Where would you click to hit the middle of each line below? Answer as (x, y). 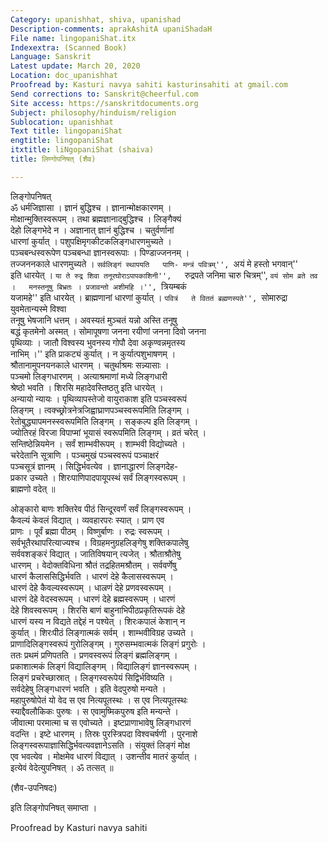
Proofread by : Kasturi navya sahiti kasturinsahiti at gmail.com (149, 85)
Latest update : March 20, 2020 (75, 66)
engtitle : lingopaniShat (62, 141)
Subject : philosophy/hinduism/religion (93, 112)
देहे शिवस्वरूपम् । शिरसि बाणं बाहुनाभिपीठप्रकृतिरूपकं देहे (98, 610)
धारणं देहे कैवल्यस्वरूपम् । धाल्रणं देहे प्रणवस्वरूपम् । (91, 587)
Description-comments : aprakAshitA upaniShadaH (111, 29)
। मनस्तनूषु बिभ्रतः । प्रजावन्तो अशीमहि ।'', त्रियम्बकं (98, 286)
